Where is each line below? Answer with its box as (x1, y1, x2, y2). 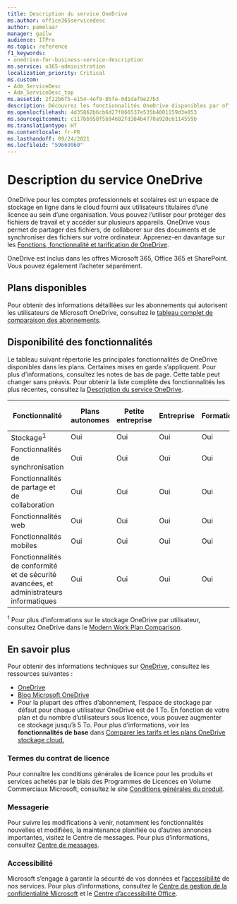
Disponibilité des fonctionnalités (7, 336, 153, 348)
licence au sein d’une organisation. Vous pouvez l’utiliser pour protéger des (7, 210, 226, 219)
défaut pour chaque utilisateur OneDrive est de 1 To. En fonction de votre (17, 706, 230, 714)
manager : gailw (7, 30, 52, 37)
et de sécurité (11, 570, 57, 580)
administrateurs (11, 588, 63, 597)
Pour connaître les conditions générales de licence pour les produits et (7, 769, 213, 778)
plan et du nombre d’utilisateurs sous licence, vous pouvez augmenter (17, 713, 222, 722)
